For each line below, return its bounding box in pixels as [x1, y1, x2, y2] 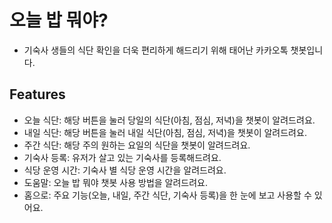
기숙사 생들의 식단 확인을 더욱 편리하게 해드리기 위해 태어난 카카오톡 [23, 44, 289, 56]
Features [9, 86, 66, 103]
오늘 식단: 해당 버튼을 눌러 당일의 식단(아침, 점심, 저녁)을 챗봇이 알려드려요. [23, 114, 316, 126]
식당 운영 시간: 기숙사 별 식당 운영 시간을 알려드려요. [23, 164, 227, 176]
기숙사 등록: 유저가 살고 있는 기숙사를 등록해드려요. [23, 151, 222, 163]
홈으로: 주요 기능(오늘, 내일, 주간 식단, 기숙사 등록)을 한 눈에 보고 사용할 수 [23, 189, 312, 201]
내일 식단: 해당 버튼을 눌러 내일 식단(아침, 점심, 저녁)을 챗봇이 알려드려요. [23, 126, 307, 138]
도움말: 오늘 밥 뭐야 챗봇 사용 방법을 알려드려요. [23, 176, 209, 188]
